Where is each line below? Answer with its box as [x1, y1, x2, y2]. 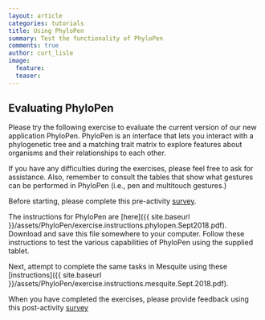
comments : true [8, 42, 59, 50]
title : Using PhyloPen [8, 27, 84, 35]
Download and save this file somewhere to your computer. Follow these [8, 229, 245, 239]
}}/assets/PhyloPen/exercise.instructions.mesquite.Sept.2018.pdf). [8, 279, 229, 289]
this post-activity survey [8, 303, 88, 313]
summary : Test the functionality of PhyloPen [8, 34, 163, 43]
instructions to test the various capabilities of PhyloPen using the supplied [8, 238, 254, 248]
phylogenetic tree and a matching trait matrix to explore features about [8, 140, 243, 150]
